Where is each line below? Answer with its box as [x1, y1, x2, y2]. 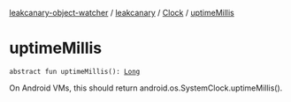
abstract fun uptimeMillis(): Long [9, 67, 141, 76]
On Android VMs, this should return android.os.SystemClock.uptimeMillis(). [9, 83, 283, 93]
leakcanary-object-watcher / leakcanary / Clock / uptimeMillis [9, 8, 234, 18]
